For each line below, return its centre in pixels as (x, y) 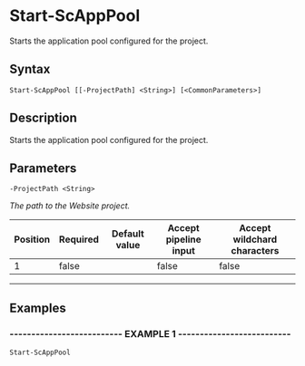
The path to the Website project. (70, 206)
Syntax (30, 69)
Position (32, 239)
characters (255, 251)
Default (128, 234)
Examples (38, 308)
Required (79, 239)
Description (43, 118)
